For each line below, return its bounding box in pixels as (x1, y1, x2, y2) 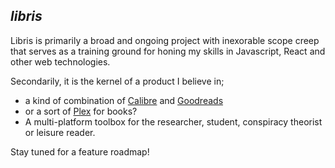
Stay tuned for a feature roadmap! (10, 145, 150, 158)
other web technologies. (10, 55, 111, 68)
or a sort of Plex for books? (24, 105, 138, 117)
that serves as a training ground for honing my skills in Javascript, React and (10, 45, 326, 57)
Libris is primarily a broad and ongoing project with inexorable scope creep (10, 34, 320, 46)
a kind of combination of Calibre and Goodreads (24, 94, 224, 106)
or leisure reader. (24, 126, 96, 138)
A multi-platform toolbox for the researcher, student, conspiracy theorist (24, 115, 323, 128)
